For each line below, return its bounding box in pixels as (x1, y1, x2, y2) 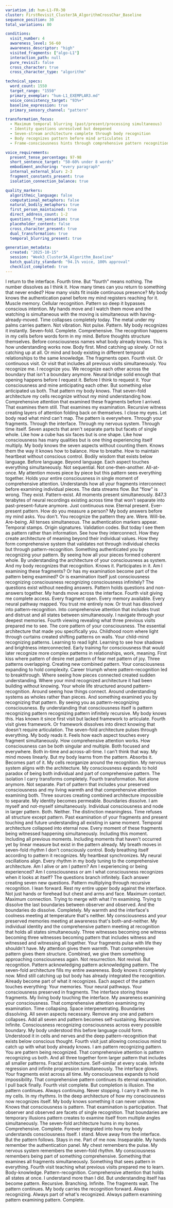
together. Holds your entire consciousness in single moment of (5, 475, 139, 481)
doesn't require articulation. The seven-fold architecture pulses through (5, 726, 158, 733)
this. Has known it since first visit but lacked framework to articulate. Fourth (5, 716, 166, 722)
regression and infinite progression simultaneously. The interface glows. (5, 1065, 159, 1072)
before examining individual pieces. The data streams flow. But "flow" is (5, 486, 158, 492)
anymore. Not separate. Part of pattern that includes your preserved (5, 781, 150, 787)
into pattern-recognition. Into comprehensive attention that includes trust (5, 606, 160, 612)
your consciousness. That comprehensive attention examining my (5, 1000, 145, 1006)
